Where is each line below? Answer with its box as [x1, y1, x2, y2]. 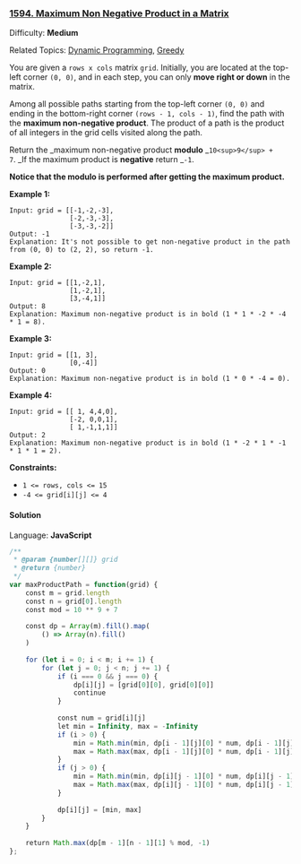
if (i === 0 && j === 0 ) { [56, 671, 159, 681]
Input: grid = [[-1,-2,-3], [9, 206, 115, 215]
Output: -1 [9, 229, 50, 239]
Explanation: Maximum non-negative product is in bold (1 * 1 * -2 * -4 [9, 310, 287, 319]
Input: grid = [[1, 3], [9, 350, 99, 360]
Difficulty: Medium [9, 28, 79, 39]
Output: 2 [9, 431, 47, 440]
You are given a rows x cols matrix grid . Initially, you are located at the [9, 62, 271, 73]
